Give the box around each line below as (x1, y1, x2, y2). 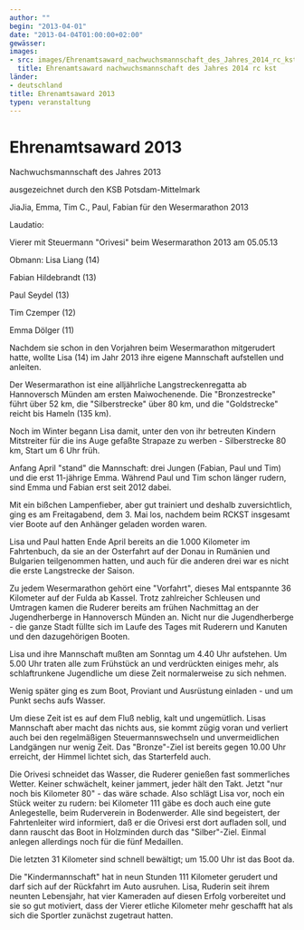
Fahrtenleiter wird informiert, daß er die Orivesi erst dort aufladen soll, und (9, 817, 287, 828)
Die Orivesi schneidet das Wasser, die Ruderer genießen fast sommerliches (9, 768, 290, 780)
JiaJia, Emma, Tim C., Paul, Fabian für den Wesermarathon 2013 (9, 201, 249, 213)
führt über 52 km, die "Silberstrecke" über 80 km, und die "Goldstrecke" (9, 398, 279, 409)
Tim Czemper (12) (9, 308, 77, 318)
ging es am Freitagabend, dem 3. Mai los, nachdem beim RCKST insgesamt (9, 509, 290, 520)
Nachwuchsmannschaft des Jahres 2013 (9, 167, 161, 178)
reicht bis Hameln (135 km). (9, 408, 111, 419)
